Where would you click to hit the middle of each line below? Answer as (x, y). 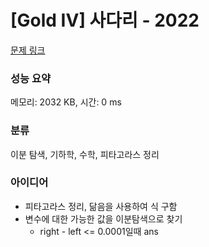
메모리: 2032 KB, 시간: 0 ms (66, 102)
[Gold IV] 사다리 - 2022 (105, 20)
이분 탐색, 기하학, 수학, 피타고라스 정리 (85, 154)
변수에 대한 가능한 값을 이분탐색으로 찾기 (103, 218)
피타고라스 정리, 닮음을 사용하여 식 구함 (101, 206)
